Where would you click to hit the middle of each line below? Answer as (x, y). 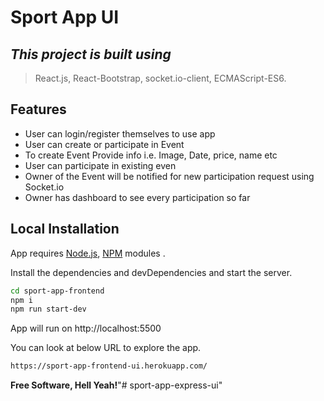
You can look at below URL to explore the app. (106, 348)
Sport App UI (65, 17)
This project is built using (91, 54)
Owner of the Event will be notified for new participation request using (169, 176)
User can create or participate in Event (104, 144)
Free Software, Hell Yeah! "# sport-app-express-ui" (116, 385)
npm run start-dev (48, 309)
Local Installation (65, 229)
